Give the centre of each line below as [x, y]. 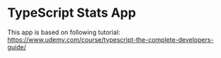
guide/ [17, 47]
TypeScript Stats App [72, 13]
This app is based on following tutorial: [64, 32]
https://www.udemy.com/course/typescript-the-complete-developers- [110, 39]
